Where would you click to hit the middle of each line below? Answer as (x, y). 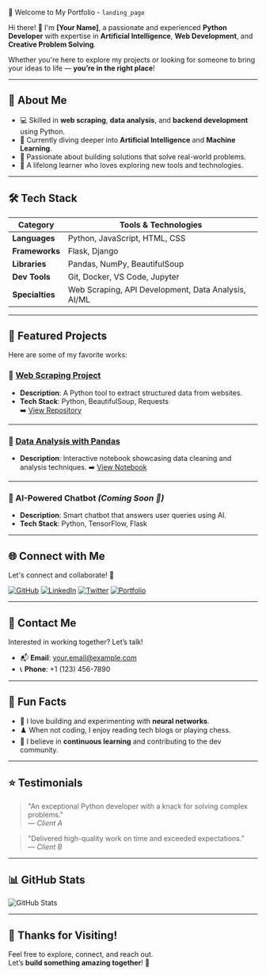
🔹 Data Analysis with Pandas (64, 441)
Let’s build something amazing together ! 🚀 (79, 963)
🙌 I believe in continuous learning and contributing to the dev (120, 741)
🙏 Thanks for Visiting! (63, 935)
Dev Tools (32, 276)
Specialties (34, 295)
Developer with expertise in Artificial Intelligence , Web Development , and (131, 36)
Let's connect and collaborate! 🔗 (61, 575)
